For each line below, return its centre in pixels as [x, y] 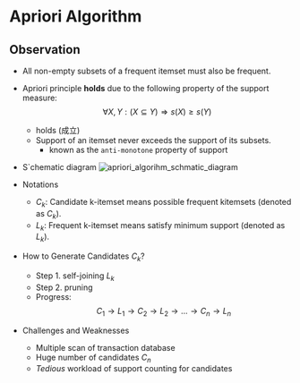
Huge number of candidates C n [93, 358]
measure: [40, 98]
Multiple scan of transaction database [106, 347]
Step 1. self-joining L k [75, 277]
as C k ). [48, 214]
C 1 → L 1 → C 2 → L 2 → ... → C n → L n [163, 312]
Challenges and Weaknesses [76, 330]
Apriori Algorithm [76, 17]
